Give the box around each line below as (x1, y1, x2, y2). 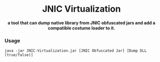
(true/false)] (4, 53, 34, 58)
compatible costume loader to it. (47, 25, 116, 31)
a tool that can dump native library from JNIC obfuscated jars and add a (7, 20, 156, 25)
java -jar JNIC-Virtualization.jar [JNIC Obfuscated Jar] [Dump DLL (4, 48, 147, 53)
